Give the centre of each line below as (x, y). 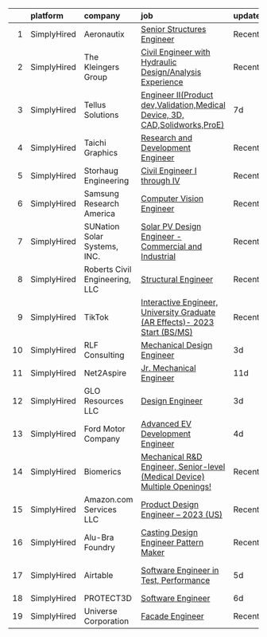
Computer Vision (172, 199)
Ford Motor (104, 429)
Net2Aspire (105, 373)
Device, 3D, (163, 115)
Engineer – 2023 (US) (182, 515)
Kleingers (102, 67)
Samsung (101, 193)
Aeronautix (104, 34)
